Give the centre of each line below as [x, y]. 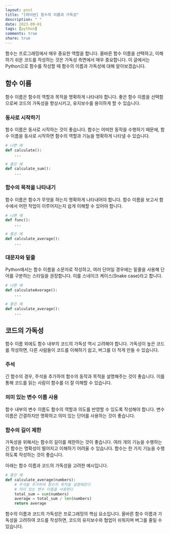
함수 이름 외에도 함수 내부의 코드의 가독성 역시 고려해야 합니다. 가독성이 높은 [80, 344]
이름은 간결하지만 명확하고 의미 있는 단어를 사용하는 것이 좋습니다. [70, 415]
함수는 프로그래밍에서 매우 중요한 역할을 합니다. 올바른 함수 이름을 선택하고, [80, 53]
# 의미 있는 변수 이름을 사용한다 [44, 489]
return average [30, 504]
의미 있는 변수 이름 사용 [32, 397]
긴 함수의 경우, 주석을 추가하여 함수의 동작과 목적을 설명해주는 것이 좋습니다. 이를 [85, 377]
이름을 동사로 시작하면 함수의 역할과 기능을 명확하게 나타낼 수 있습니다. [80, 136]
